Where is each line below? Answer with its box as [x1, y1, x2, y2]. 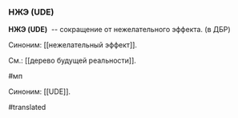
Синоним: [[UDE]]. [8, 87, 71, 96]
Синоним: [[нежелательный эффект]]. [8, 40, 138, 50]
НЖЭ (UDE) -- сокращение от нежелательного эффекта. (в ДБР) [8, 25, 231, 35]
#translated [8, 103, 46, 112]
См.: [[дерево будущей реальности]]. [8, 55, 136, 66]
